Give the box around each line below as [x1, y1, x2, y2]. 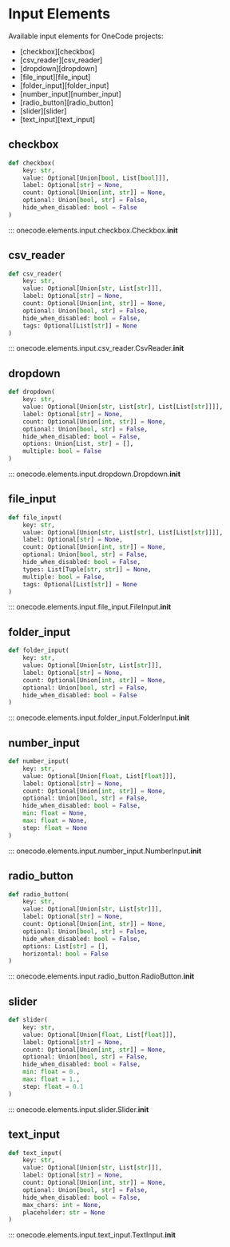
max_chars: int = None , [22, 1201, 102, 1209]
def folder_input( [8, 646, 69, 655]
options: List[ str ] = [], [22, 942, 109, 951]
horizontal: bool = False [22, 950, 109, 958]
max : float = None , [22, 816, 88, 825]
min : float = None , [22, 809, 88, 817]
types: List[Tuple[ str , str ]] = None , [22, 565, 152, 574]
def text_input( [8, 1149, 62, 1157]
